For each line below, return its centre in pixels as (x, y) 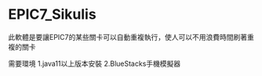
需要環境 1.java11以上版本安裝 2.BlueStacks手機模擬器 (95, 63)
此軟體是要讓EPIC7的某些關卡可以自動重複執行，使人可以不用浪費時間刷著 (128, 37)
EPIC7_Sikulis (52, 14)
